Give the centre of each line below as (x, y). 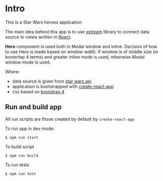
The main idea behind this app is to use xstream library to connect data (77, 31)
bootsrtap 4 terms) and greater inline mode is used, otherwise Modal (75, 57)
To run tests (17, 165)
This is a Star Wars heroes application (44, 22)
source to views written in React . (38, 37)
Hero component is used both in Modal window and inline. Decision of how (81, 46)
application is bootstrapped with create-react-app (63, 86)
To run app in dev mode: (30, 128)
